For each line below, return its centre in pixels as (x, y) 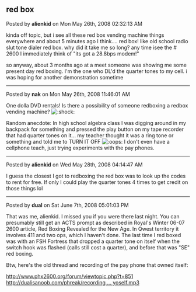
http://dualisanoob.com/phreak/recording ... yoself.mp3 (73, 282)
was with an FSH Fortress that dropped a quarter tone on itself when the (93, 241)
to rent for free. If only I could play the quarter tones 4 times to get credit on (97, 182)
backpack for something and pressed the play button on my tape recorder (95, 129)
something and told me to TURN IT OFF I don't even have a (88, 141)
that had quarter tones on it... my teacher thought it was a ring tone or (90, 135)
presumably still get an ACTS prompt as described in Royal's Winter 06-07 (95, 223)
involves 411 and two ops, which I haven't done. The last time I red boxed (94, 235)
